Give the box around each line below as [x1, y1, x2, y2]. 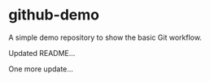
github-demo [8, 6, 100, 24]
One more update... [8, 63, 73, 74]
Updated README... [8, 48, 76, 58]
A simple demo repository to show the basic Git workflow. [8, 32, 202, 42]
